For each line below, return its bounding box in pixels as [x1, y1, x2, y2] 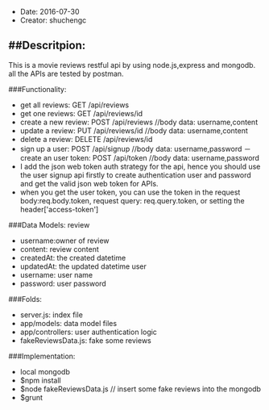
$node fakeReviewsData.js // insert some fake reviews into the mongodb [19, 383, 262, 394]
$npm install [19, 375, 62, 385]
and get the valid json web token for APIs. [19, 178, 159, 188]
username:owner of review [19, 236, 110, 245]
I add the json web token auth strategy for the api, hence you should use [19, 161, 261, 171]
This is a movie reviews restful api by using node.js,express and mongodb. [8, 60, 256, 69]
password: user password [19, 278, 106, 288]
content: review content [19, 244, 99, 253]
